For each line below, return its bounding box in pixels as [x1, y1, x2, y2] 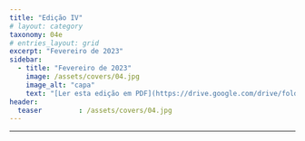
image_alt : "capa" [25, 80, 95, 89]
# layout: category [9, 22, 84, 31]
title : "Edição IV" [9, 13, 84, 23]
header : [9, 97, 39, 107]
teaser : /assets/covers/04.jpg [17, 106, 172, 115]
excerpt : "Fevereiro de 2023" [9, 47, 124, 56]
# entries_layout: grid [9, 38, 100, 48]
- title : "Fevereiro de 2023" [17, 64, 132, 73]
